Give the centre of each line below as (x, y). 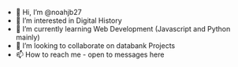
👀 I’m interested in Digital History (69, 20)
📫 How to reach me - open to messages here (90, 54)
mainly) (28, 37)
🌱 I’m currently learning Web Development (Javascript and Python (123, 29)
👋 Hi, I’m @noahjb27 (48, 12)
